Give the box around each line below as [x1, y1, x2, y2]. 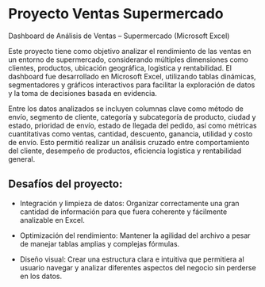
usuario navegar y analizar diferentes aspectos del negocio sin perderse [19, 262, 256, 272]
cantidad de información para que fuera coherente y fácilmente [19, 207, 228, 216]
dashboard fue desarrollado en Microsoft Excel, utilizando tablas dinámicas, [8, 71, 256, 81]
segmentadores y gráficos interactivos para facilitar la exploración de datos [8, 80, 255, 90]
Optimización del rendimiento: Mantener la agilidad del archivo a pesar [19, 231, 252, 240]
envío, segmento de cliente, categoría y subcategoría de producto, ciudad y [8, 112, 256, 121]
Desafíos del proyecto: [8, 178, 123, 191]
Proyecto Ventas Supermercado [8, 5, 224, 23]
